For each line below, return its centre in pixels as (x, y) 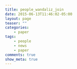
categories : (17, 28)
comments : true (20, 55)
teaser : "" (16, 23)
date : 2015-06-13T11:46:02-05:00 (39, 14)
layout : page (18, 18)
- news (20, 46)
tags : (10, 37)
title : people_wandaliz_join (34, 9)
